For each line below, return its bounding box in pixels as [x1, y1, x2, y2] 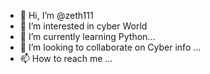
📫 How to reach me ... [19, 53, 113, 64]
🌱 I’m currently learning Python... [19, 31, 156, 42]
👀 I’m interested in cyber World [19, 20, 148, 32]
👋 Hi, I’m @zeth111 [19, 10, 94, 21]
